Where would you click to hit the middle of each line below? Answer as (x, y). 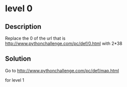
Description (23, 27)
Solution (18, 59)
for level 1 (15, 80)
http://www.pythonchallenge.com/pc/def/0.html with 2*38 (64, 43)
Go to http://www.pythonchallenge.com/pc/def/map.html (62, 70)
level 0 (19, 9)
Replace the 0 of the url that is (35, 38)
